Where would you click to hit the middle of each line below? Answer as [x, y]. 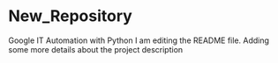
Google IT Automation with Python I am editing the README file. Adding [139, 40]
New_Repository [71, 16]
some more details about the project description [96, 49]
